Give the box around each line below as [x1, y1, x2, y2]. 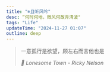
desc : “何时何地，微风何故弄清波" [6, 14, 81, 20]
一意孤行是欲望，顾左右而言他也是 [20, 48, 105, 55]
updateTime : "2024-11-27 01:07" [6, 25, 86, 31]
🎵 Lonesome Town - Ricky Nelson [20, 60, 104, 67]
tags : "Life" [6, 19, 39, 25]
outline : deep [6, 31, 42, 37]
